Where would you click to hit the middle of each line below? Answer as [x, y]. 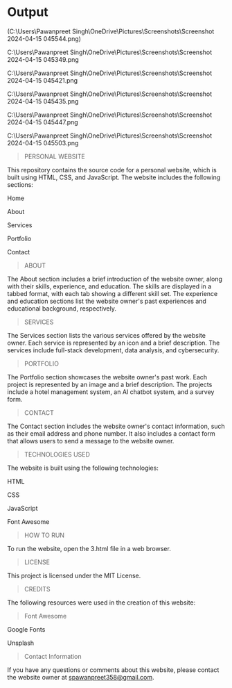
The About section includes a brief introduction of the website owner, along [115, 279]
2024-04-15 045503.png [43, 142]
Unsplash [21, 643]
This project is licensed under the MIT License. [74, 575]
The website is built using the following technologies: [83, 468]
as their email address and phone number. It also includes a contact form [111, 433]
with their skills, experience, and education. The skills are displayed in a [109, 286]
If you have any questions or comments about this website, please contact [113, 670]
